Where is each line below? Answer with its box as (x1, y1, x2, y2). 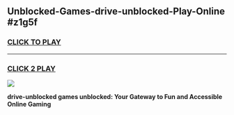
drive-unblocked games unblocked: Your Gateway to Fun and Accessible (7, 92, 223, 100)
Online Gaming (7, 100, 52, 108)
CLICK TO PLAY (7, 38, 61, 47)
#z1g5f (7, 17, 38, 29)
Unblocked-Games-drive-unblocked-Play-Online (7, 6, 225, 17)
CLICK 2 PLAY (7, 63, 56, 73)
